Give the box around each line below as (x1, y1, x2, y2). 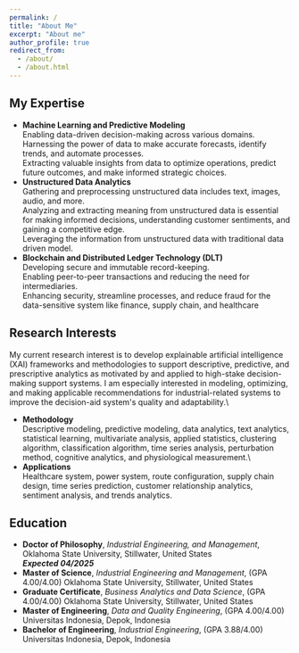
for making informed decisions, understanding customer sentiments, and (21, 214, 290, 225)
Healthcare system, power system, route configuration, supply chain (21, 470, 275, 482)
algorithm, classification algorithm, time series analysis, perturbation (21, 442, 275, 453)
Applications (21, 461, 71, 472)
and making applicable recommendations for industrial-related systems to (9, 387, 281, 398)
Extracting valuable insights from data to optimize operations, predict (21, 157, 277, 168)
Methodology (21, 414, 74, 425)
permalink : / (9, 12, 58, 22)
